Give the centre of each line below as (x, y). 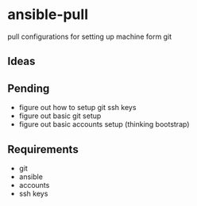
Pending (29, 88)
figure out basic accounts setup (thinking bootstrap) (104, 124)
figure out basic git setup (60, 116)
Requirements (43, 149)
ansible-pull (48, 15)
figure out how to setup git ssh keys (77, 108)
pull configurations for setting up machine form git (90, 36)
